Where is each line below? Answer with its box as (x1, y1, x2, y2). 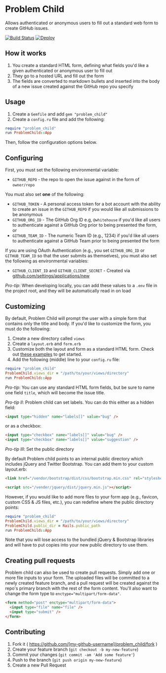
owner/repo (12, 183, 35, 188)
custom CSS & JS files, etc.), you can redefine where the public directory (5, 499, 154, 505)
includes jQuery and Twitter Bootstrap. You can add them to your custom (5, 461, 154, 467)
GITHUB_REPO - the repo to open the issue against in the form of (12, 177, 140, 183)
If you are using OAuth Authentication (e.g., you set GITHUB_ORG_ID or (5, 247, 145, 253)
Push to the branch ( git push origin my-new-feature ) (12, 657, 122, 663)
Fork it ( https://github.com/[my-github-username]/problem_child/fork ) (12, 641, 158, 647)
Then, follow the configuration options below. (5, 139, 97, 145)
